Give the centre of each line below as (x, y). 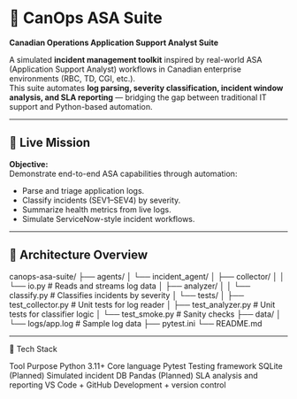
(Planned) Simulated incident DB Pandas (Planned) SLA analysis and (133, 375)
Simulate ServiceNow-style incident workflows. (108, 219)
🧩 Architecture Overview (79, 255)
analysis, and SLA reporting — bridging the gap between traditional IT (138, 97)
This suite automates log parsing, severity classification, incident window (146, 88)
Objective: (29, 164)
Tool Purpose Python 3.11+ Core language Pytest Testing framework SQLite (146, 365)
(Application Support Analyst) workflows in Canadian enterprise (125, 69)
